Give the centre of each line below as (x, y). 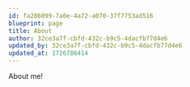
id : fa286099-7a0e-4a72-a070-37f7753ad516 (81, 16)
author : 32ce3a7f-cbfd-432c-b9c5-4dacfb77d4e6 (88, 38)
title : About (30, 31)
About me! (25, 76)
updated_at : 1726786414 (49, 53)
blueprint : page (36, 23)
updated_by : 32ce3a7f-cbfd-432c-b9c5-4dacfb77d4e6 (95, 46)
